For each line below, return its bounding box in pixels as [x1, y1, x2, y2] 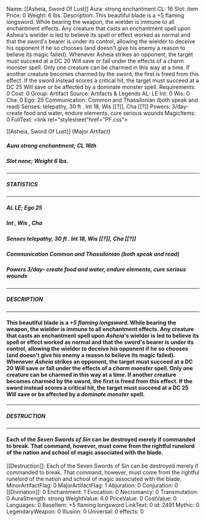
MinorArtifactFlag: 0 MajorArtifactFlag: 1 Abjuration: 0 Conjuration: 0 [6, 482, 178, 489]
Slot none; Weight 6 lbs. [6, 157, 69, 164]
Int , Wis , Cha [6, 219, 43, 227]
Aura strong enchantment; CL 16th [6, 142, 97, 149]
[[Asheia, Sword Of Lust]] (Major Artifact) [6, 128, 111, 135]
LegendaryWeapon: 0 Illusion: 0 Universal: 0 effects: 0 [6, 508, 144, 515]
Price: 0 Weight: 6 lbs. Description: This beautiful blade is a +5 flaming [6, 12, 185, 19]
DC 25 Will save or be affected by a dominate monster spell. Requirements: [6, 83, 196, 91]
